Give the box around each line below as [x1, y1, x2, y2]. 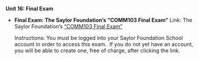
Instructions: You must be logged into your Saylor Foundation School [14, 34, 183, 41]
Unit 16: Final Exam [5, 5, 54, 12]
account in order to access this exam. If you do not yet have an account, [14, 41, 194, 48]
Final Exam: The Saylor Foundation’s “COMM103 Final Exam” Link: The [14, 17, 192, 23]
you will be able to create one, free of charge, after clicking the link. [14, 47, 181, 54]
